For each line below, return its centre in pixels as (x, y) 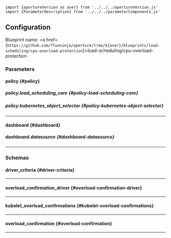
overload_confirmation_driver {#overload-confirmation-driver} (74, 188)
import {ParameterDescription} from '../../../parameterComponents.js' (83, 12)
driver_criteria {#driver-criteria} (40, 170)
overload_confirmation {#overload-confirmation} (59, 224)
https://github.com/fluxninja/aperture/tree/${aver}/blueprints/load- (83, 45)
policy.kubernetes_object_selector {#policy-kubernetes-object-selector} (84, 106)
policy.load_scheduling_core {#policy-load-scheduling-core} (72, 93)
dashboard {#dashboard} (33, 125)
